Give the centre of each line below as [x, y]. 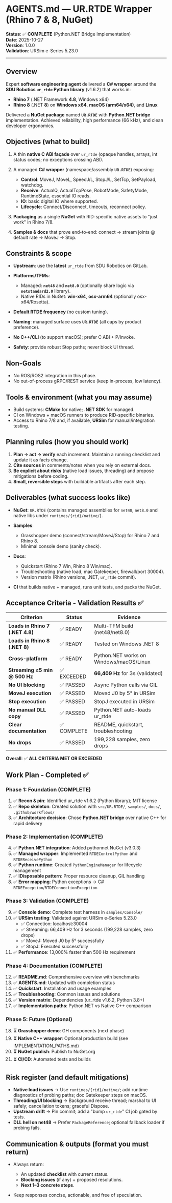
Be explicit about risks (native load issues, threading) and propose [84, 471]
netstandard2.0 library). [46, 291]
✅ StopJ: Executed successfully [54, 946]
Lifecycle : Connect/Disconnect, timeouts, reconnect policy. [83, 207]
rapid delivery [28, 824]
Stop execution [27, 702]
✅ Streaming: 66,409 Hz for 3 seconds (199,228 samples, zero [87, 929]
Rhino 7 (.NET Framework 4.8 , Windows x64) [61, 99]
